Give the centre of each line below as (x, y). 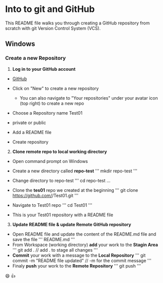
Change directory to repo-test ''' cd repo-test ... (61, 180)
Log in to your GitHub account (44, 69)
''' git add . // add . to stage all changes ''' (55, 250)
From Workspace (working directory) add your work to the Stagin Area (85, 245)
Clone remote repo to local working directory (60, 151)
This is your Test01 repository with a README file (63, 215)
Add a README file (32, 132)
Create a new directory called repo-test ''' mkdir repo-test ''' (75, 171)
